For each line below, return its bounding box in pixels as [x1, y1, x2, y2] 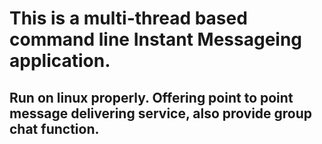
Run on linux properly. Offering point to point [9, 89, 294, 106]
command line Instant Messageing [9, 28, 303, 51]
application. [9, 50, 111, 72]
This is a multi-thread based [9, 7, 248, 30]
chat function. [9, 120, 100, 137]
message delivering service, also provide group [9, 105, 313, 122]
